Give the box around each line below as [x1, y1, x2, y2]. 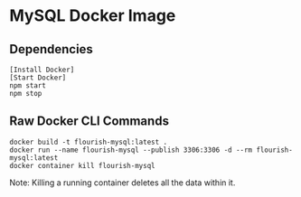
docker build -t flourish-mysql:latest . [9, 137, 168, 146]
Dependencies [9, 42, 93, 57]
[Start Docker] [9, 73, 67, 82]
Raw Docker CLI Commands [9, 114, 170, 129]
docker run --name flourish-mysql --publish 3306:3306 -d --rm [9, 145, 253, 155]
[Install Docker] [9, 65, 75, 74]
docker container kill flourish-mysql [9, 161, 155, 170]
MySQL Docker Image [9, 5, 176, 26]
